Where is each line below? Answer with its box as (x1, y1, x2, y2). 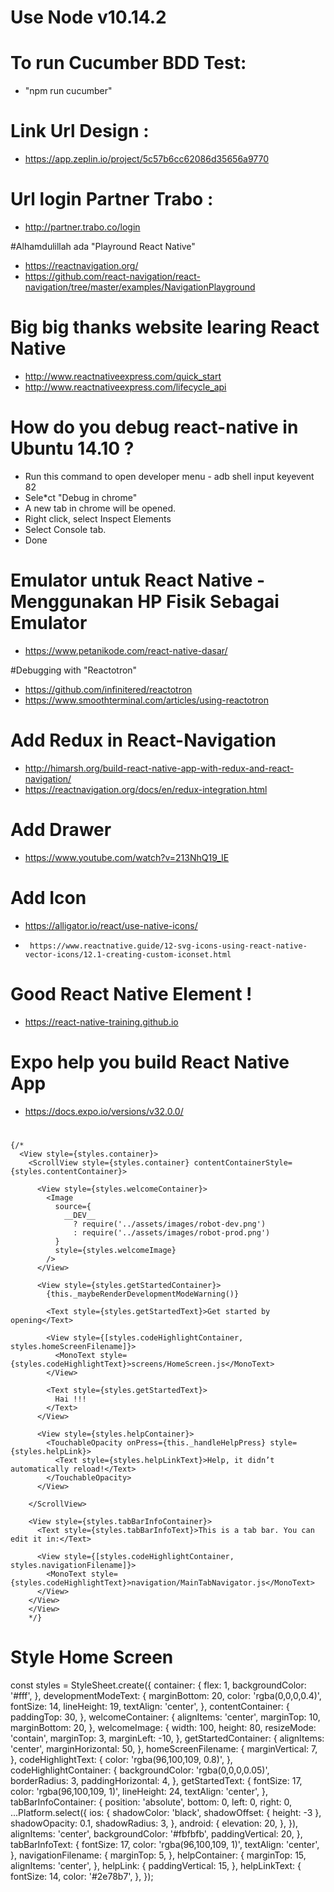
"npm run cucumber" (24, 85, 113, 97)
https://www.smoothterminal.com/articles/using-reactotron (24, 694, 269, 706)
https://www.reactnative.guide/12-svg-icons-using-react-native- (29, 941, 308, 951)
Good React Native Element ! (10, 982, 253, 1005)
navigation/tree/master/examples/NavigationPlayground (24, 281, 256, 293)
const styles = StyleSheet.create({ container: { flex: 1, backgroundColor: (10, 1679, 307, 1691)
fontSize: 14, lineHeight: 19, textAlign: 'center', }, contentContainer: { (10, 1700, 290, 1712)
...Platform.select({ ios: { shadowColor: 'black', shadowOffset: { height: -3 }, (10, 1806, 322, 1818)
